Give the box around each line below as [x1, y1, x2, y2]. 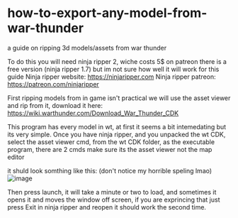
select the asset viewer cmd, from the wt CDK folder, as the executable [7, 137, 215, 146]
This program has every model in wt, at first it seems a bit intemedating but [7, 122, 227, 131]
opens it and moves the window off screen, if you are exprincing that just [7, 195, 220, 204]
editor [7, 153, 25, 161]
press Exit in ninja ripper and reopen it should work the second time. [7, 202, 207, 211]
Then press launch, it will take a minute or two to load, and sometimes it [7, 187, 217, 196]
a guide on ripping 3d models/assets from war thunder [7, 43, 167, 52]
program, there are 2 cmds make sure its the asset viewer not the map [7, 145, 212, 153]
